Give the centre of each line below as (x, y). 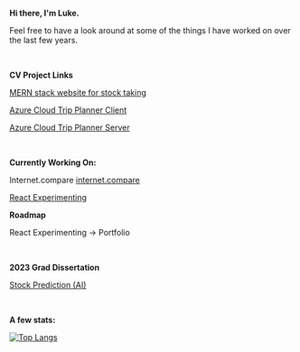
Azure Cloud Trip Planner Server (70, 127)
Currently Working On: (53, 162)
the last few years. (44, 40)
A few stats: (33, 320)
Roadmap (28, 215)
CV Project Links (42, 75)
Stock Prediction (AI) (48, 285)
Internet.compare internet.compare (75, 180)
